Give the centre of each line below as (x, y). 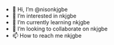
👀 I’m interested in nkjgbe (44, 16)
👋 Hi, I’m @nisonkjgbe (40, 9)
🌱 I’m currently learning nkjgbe (51, 22)
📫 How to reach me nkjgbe (47, 36)
